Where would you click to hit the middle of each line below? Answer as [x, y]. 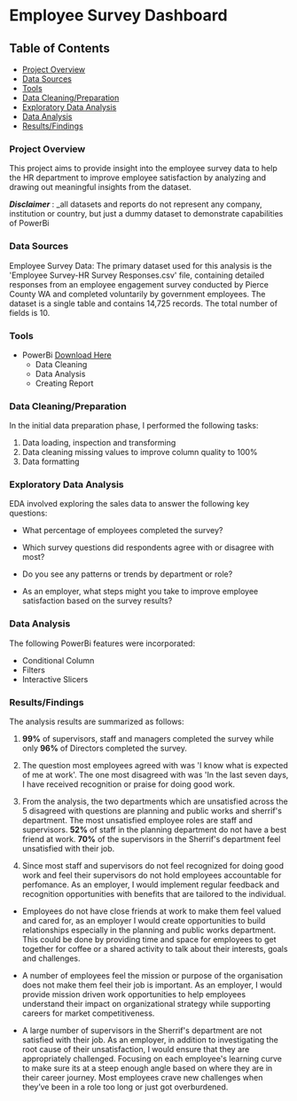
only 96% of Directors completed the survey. [105, 748]
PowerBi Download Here [67, 355]
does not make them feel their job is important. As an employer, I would [152, 985]
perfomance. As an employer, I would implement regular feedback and [150, 885]
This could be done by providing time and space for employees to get [149, 940]
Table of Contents [60, 48]
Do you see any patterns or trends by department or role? [127, 574]
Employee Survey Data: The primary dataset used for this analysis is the [141, 265]
